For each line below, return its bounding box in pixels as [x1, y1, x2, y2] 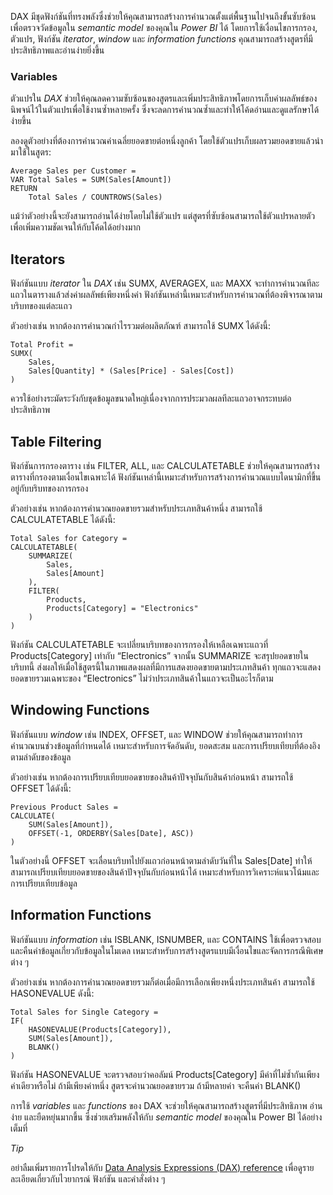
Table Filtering [10, 433, 102, 450]
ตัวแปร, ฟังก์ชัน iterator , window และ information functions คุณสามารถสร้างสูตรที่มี [10, 33, 313, 45]
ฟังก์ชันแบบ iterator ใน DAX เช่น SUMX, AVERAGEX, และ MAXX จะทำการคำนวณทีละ [10, 277, 320, 290]
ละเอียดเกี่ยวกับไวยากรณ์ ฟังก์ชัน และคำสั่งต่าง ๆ [10, 1172, 166, 1185]
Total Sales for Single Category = [10, 1007, 159, 1017]
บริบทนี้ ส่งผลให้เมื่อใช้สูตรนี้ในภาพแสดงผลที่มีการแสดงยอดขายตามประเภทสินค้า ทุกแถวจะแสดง [10, 661, 321, 673]
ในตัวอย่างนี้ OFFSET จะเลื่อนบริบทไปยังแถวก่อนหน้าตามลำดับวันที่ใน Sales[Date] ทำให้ [10, 854, 313, 866]
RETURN [10, 184, 38, 194]
